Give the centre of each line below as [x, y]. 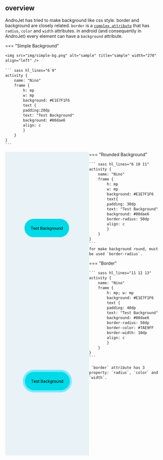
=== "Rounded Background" [118, 154]
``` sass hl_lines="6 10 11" [119, 164]
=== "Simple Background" [32, 46]
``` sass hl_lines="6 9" [31, 70]
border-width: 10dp [127, 333]
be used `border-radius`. [116, 254]
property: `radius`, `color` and [123, 373]
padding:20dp [37, 110]
